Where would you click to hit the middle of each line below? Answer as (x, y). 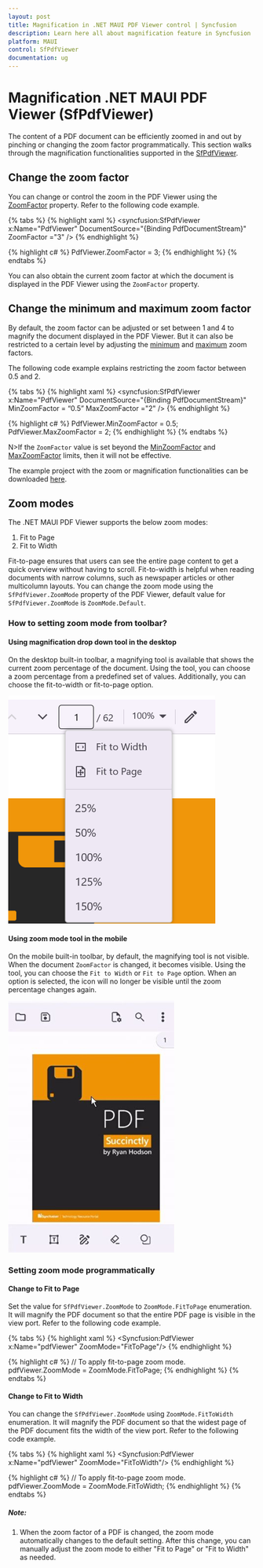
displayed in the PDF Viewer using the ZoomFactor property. (104, 284)
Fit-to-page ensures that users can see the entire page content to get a (123, 561)
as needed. (38, 1557)
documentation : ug (38, 58)
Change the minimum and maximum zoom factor (130, 309)
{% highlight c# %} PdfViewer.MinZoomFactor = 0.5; (93, 423)
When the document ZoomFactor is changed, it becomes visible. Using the (127, 964)
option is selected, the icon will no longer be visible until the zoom (115, 981)
